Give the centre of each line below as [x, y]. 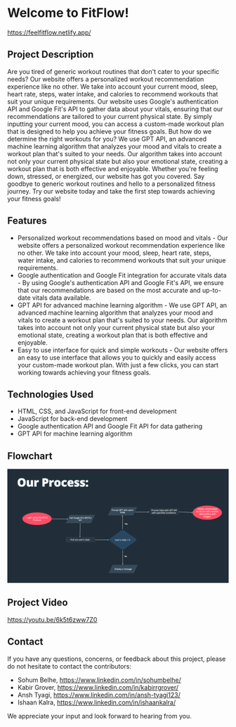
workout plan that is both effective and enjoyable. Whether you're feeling [113, 169]
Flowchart [30, 456]
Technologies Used [50, 394]
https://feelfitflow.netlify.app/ [49, 32]
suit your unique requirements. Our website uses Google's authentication [113, 101]
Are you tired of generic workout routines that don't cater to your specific [113, 71]
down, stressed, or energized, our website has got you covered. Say [106, 176]
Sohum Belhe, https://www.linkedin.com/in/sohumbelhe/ [99, 680]
